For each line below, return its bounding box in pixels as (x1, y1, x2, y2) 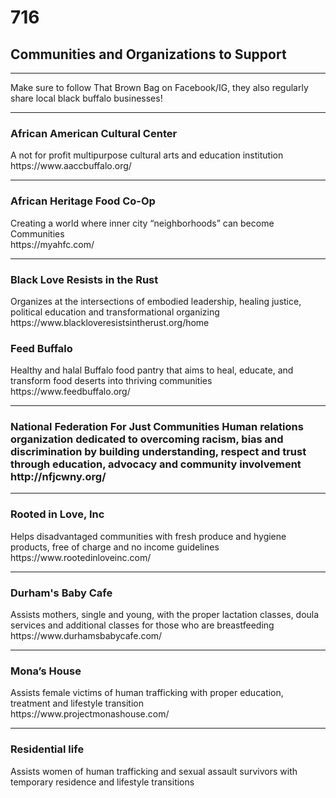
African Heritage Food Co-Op (10, 194, 156, 208)
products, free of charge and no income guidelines (10, 541, 220, 553)
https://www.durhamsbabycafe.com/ (10, 630, 163, 642)
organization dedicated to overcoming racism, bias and (10, 432, 284, 446)
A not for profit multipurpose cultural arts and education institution (10, 149, 284, 161)
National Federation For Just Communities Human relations (10, 420, 304, 434)
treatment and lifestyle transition (10, 697, 145, 710)
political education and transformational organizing (10, 306, 220, 318)
